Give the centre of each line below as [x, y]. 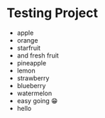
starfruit [28, 48]
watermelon [34, 93]
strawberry [33, 78]
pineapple [32, 63]
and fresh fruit [38, 55]
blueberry [31, 85]
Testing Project [52, 13]
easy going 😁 [37, 100]
